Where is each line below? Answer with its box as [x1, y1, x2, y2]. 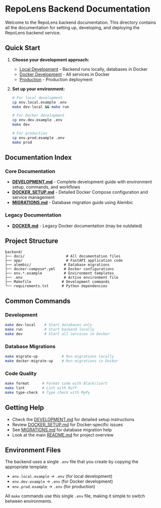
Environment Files [5, 446, 61, 454]
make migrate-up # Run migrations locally [5, 354, 114, 359]
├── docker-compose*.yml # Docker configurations [5, 267, 114, 271]
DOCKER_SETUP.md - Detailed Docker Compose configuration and [12, 189, 148, 195]
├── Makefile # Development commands [5, 279, 110, 285]
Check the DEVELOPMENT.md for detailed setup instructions [12, 416, 135, 422]
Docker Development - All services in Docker [19, 71, 110, 77]
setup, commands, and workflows [12, 184, 80, 190]
